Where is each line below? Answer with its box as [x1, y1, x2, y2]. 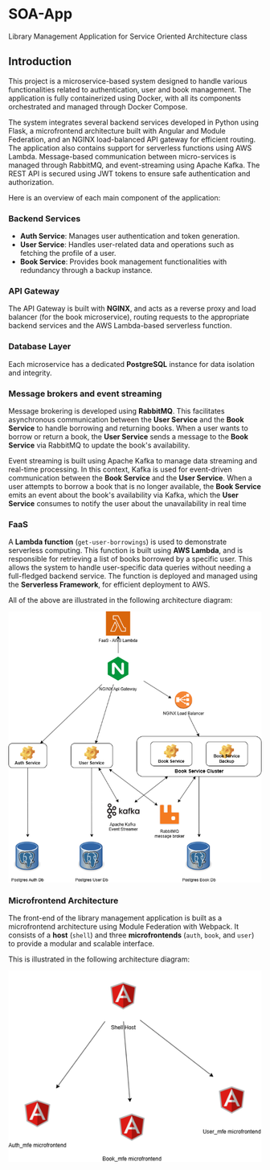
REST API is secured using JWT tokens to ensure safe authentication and [8, 168, 251, 178]
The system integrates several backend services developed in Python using [8, 117, 260, 127]
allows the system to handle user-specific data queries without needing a [8, 562, 252, 572]
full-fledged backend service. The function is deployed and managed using [8, 571, 259, 581]
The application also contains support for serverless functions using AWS [8, 142, 252, 153]
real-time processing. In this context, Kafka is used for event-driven [8, 464, 232, 474]
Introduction [8, 55, 72, 68]
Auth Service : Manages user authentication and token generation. [19, 231, 240, 241]
